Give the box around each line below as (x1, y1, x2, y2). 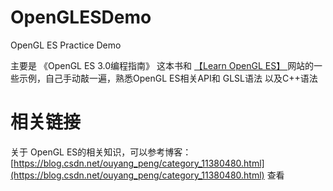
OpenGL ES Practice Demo (10, 39, 122, 51)
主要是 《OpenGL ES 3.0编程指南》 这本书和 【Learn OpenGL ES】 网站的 (10, 59, 315, 71)
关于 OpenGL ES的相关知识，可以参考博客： (10, 146, 192, 158)
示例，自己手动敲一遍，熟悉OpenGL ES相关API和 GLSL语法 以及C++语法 (18, 72, 318, 84)
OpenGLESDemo (10, 6, 152, 29)
